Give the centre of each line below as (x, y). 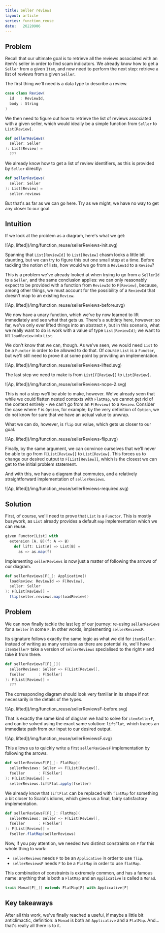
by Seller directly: (24, 169)
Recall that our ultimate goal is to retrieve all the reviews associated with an (81, 59)
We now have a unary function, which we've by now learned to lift (72, 315)
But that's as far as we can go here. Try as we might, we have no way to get (82, 203)
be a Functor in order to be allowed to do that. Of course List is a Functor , (80, 351)
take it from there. (23, 654)
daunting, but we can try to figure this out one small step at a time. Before (80, 260)
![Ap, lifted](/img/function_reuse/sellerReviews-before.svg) (65, 305)
